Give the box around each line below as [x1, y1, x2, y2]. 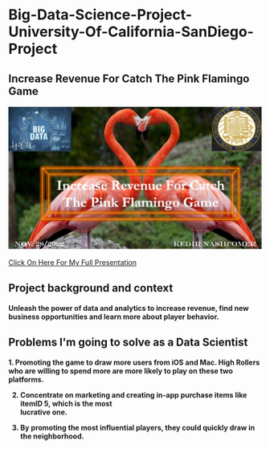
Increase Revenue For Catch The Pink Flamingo [8, 71, 250, 85]
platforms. [8, 375, 44, 385]
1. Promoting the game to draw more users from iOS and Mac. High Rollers [8, 357, 260, 367]
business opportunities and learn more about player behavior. [8, 312, 219, 322]
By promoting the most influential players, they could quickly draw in [19, 423, 256, 433]
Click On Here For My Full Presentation [8, 258, 137, 267]
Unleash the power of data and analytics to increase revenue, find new [8, 304, 249, 313]
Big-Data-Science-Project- [8, 6, 193, 24]
